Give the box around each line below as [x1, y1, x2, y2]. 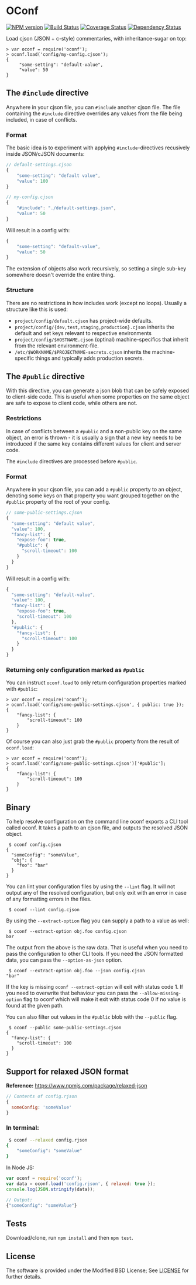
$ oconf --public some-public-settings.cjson [8, 1025, 122, 1031]
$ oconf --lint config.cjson [8, 907, 80, 913]
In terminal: [6, 1124, 39, 1132]
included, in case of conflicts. [6, 116, 77, 123]
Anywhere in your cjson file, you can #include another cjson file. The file [6, 103, 181, 111]
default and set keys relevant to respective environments [14, 329, 152, 336]
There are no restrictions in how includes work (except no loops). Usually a [6, 299, 187, 306]
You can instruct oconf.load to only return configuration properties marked [6, 679, 187, 686]
